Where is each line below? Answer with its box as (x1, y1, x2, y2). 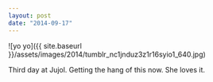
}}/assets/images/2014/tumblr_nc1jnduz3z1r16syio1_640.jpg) (8, 49, 207, 59)
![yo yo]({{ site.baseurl (8, 41, 82, 50)
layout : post (8, 11, 52, 20)
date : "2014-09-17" (8, 19, 73, 27)
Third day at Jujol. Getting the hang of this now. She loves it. (8, 64, 205, 74)
